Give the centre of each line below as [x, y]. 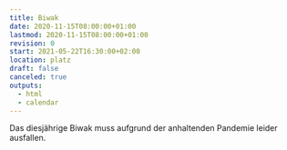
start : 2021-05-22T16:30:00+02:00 [75, 52]
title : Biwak [34, 18]
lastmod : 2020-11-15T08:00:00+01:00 [79, 35]
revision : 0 [32, 43]
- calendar [38, 102]
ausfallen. [28, 138]
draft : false [34, 69]
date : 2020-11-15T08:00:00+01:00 [73, 26]
